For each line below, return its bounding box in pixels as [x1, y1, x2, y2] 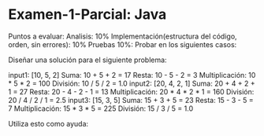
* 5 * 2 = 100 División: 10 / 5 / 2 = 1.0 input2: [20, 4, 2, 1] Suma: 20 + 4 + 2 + [8, 79, 256, 88]
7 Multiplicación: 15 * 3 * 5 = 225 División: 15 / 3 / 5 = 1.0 [8, 104, 194, 113]
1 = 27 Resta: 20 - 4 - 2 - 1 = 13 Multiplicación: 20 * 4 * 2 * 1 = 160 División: [8, 86, 255, 96]
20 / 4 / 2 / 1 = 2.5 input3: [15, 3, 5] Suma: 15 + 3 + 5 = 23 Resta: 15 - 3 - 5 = [8, 95, 254, 105]
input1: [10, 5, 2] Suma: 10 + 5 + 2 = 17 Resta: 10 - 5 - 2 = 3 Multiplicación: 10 [8, 70, 256, 79]
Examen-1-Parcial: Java [8, 6, 167, 24]
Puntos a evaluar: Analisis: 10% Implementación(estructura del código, [8, 31, 238, 41]
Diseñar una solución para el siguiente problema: [8, 55, 167, 64]
